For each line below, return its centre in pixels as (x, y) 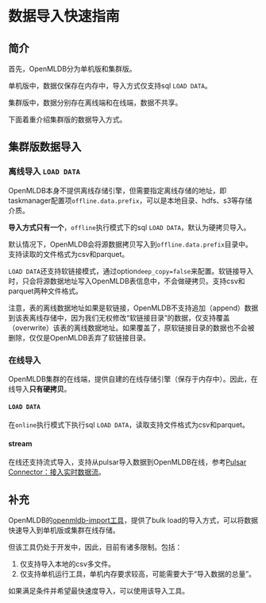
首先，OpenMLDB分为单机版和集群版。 (72, 69)
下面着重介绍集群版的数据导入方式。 (67, 119)
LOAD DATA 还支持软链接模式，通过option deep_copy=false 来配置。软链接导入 (131, 270)
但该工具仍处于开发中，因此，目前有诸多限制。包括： (95, 547)
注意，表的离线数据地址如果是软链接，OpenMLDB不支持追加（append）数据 (133, 308)
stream (20, 443)
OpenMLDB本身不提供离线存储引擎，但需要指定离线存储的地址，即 (118, 190)
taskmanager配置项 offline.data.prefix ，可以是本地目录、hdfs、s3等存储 (130, 200)
